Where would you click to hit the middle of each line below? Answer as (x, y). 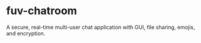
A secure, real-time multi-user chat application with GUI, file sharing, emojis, (101, 27)
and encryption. (26, 33)
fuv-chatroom (42, 11)
